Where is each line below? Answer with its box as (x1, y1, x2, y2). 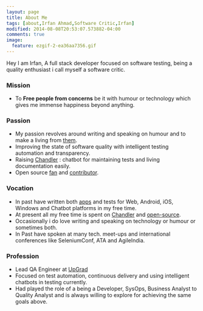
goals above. (15, 298, 47, 306)
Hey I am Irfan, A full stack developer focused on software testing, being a (6, 59, 193, 67)
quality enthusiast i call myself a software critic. (6, 66, 126, 73)
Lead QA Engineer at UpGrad (15, 265, 88, 273)
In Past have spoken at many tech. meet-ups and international (15, 230, 171, 238)
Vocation (6, 184, 34, 193)
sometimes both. (15, 224, 58, 231)
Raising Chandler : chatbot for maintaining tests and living (15, 156, 160, 163)
